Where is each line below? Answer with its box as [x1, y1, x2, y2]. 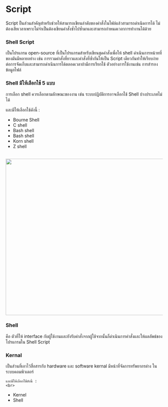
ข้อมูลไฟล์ [5, 67, 21, 73]
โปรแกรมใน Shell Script [5, 339, 50, 345]
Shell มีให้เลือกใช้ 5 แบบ [5, 80, 55, 87]
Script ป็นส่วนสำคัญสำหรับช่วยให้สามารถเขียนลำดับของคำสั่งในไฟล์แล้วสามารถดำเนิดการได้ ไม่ [5, 20, 161, 26]
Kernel [12, 392, 27, 398]
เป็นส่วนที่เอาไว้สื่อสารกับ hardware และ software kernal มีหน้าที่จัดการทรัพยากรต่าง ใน [5, 363, 158, 369]
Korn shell [12, 138, 34, 144]
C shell [12, 122, 27, 128]
